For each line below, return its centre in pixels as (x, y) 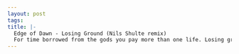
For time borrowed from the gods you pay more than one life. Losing (119, 40)
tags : (15, 20)
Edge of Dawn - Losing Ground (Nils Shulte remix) (90, 33)
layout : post (27, 14)
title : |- (22, 27)
